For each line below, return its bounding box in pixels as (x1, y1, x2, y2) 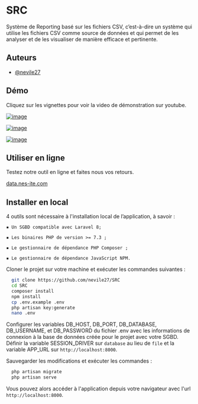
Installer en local (6, 197, 69, 207)
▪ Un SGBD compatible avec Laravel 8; (6, 224, 102, 231)
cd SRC (11, 283, 28, 289)
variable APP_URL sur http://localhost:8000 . (6, 346, 118, 353)
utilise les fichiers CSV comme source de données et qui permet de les (6, 29, 179, 36)
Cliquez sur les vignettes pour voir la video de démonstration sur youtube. (6, 101, 187, 108)
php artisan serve (11, 374, 57, 380)
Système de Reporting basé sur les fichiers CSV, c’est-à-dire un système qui (6, 23, 192, 30)
